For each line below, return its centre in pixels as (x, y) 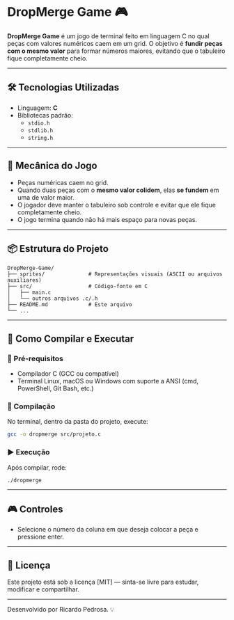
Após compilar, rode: (37, 467)
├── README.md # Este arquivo (70, 305)
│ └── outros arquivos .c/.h (53, 299)
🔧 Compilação (31, 406)
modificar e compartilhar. (44, 589)
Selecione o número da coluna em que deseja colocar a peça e (108, 530)
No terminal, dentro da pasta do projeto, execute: (78, 422)
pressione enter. (40, 537)
